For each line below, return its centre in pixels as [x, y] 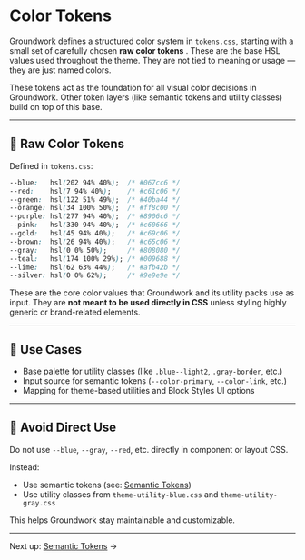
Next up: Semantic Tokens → [64, 545]
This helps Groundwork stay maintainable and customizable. [123, 520]
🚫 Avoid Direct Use [63, 428]
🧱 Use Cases [46, 350]
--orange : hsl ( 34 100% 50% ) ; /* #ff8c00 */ [95, 208]
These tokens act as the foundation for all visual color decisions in [133, 87]
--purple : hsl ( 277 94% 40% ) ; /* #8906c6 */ [95, 216]
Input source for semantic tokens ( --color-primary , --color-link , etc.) [155, 381]
